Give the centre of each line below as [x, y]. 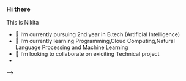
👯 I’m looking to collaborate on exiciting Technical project [87, 54]
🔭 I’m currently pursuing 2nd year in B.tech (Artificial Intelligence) [98, 34]
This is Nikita [23, 23]
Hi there [18, 9]
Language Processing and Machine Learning [72, 47]
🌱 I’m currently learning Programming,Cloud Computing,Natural [95, 41]
